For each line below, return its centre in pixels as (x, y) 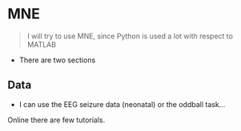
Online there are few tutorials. (56, 120)
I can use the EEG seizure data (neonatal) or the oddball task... (122, 104)
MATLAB (42, 44)
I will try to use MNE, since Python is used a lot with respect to (130, 36)
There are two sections (57, 60)
